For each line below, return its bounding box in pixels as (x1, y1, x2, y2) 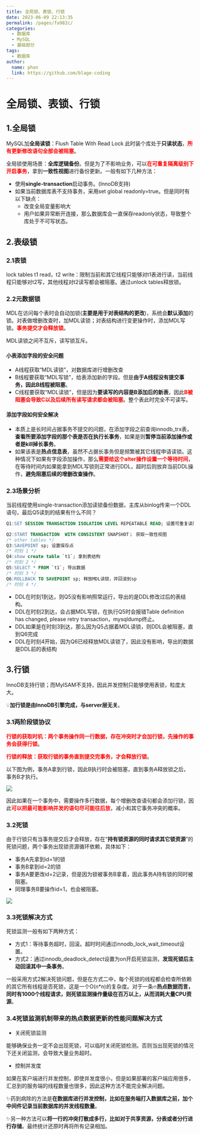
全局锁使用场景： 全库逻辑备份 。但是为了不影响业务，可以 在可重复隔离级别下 (6, 160, 194, 167)
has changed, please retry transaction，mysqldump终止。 (14, 615, 158, 622)
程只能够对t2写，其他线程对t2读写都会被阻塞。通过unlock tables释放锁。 (6, 278, 185, 286)
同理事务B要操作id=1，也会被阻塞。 (14, 885, 102, 892)
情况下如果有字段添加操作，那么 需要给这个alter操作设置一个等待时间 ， (20, 455, 193, 462)
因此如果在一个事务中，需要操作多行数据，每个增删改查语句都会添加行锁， (6, 797, 189, 804)
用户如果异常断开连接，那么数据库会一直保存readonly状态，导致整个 (23, 210, 192, 217)
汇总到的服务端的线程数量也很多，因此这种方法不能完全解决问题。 (6, 1082, 168, 1089)
